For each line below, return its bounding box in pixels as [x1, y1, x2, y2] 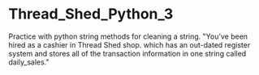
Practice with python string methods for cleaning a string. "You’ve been [8, 31, 248, 41]
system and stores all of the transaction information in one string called [8, 48, 247, 58]
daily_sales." [8, 57, 50, 67]
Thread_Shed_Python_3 [8, 5, 174, 23]
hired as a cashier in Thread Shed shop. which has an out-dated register [8, 40, 251, 49]
